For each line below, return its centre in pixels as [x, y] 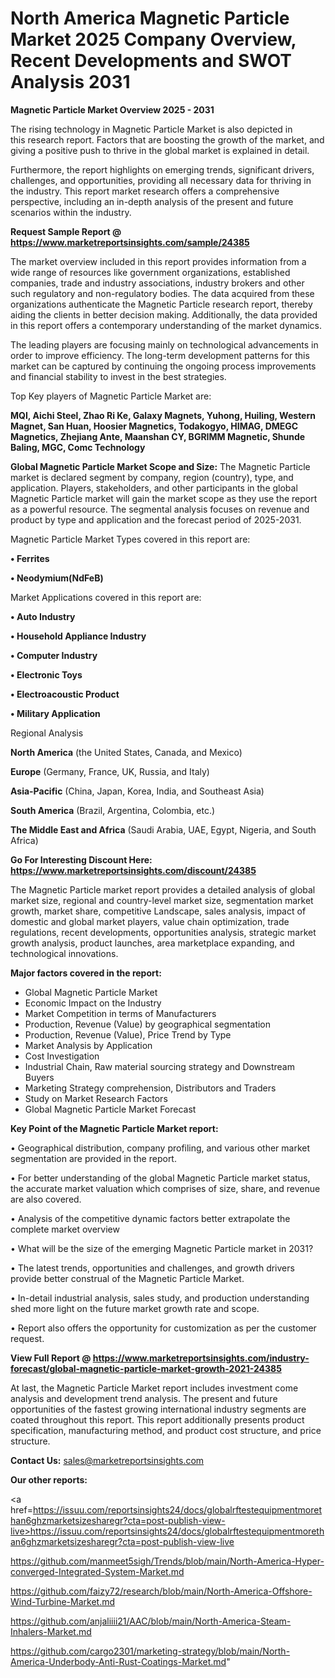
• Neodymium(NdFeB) [57, 578]
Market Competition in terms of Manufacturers [120, 1013]
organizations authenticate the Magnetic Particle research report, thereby [161, 304]
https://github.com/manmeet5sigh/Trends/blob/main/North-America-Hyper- [167, 1561]
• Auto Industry [43, 616]
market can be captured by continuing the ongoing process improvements [163, 366]
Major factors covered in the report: [86, 973]
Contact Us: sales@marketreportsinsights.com [107, 1460]
